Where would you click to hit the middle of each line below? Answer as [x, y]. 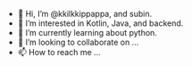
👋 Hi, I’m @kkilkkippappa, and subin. [85, 14]
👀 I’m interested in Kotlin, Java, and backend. [100, 23]
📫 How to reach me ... [59, 52]
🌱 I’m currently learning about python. [88, 33]
